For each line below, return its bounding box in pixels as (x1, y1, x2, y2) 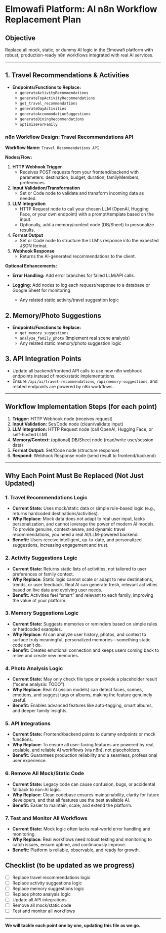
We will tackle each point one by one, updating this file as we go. (5, 923, 141, 929)
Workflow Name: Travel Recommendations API (5, 145, 100, 151)
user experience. (12, 758, 47, 764)
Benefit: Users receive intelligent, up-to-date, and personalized (12, 537, 142, 543)
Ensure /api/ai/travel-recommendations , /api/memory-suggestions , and (12, 378, 158, 384)
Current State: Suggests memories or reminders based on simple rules (12, 621, 157, 627)
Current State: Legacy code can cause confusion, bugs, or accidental (12, 781, 156, 787)
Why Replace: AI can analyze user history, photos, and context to (12, 631, 147, 637)
